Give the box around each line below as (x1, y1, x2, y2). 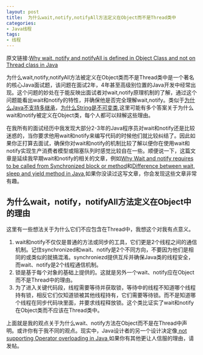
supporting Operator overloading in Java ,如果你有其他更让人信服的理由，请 (6, 334, 194, 342)
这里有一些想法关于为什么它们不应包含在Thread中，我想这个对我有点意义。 (6, 225, 195, 233)
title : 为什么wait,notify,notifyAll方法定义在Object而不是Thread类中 (6, 15, 177, 21)
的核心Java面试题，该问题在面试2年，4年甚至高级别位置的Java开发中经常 (6, 81, 191, 88)
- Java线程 (6, 25, 32, 32)
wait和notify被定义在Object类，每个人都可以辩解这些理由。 (6, 111, 154, 119)
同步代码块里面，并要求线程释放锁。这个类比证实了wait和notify (36, 299, 194, 306)
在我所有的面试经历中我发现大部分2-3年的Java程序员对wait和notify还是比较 (6, 125, 195, 131)
